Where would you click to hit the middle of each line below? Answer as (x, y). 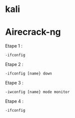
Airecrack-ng (33, 32)
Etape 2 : (14, 64)
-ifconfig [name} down (29, 73)
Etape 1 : (14, 46)
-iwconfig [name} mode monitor (37, 92)
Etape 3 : (14, 83)
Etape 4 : (14, 101)
